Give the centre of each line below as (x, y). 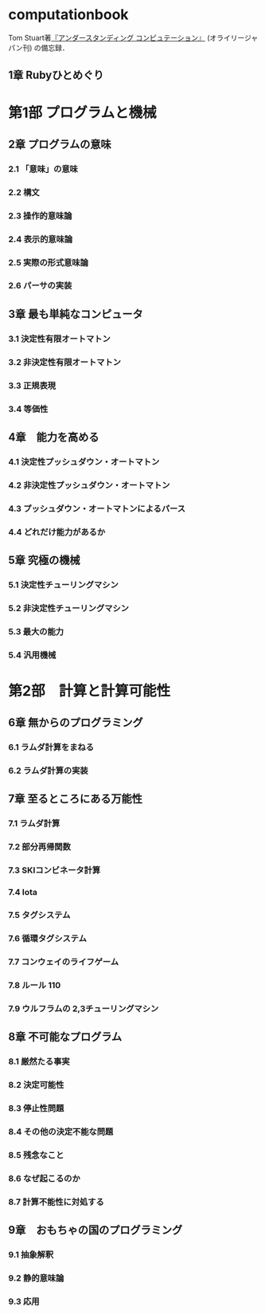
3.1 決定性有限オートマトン (60, 339)
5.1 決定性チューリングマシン (64, 585)
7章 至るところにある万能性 (76, 799)
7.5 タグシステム (39, 916)
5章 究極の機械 (45, 560)
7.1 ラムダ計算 (34, 824)
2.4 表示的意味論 (41, 239)
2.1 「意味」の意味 (43, 169)
